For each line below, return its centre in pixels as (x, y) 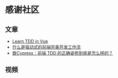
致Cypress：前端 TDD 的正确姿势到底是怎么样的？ (62, 53)
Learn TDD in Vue (30, 41)
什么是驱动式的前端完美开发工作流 (46, 47)
